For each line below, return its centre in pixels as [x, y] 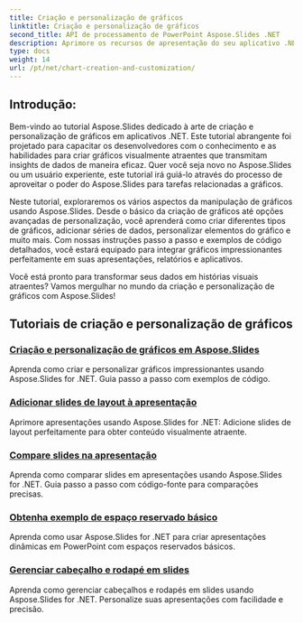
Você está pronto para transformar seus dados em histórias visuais [134, 276]
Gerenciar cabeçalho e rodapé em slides [99, 570]
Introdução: [43, 105]
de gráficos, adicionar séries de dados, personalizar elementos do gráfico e [150, 230]
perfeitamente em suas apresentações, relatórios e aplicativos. [126, 259]
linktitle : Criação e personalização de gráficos [105, 26]
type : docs [30, 51]
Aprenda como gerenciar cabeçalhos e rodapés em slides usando [132, 590]
